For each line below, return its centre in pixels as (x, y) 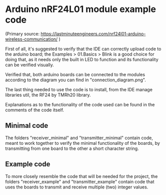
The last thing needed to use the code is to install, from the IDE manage (79, 89)
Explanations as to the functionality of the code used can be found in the (80, 104)
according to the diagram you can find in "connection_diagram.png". (75, 80)
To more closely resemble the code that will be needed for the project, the (81, 176)
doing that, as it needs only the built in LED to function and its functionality (82, 59)
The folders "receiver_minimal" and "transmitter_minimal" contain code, (79, 138)
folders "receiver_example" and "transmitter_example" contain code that (80, 181)
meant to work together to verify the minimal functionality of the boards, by (82, 143)
